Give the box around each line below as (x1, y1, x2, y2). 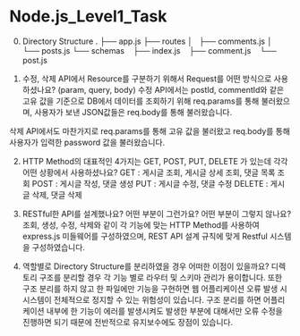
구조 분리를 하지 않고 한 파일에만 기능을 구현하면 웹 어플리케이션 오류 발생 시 (21, 283, 288, 294)
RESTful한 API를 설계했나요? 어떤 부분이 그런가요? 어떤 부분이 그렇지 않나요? (21, 208, 292, 219)
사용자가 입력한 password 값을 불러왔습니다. (9, 137, 166, 147)
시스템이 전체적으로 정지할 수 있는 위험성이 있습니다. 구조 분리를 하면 (21, 294, 261, 305)
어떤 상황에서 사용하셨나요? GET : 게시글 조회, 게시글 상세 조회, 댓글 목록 (21, 167, 276, 178)
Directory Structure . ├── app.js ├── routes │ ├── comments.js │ (21, 36, 273, 46)
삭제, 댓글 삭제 (31, 189, 82, 200)
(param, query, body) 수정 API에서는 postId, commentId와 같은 (57, 84, 285, 95)
